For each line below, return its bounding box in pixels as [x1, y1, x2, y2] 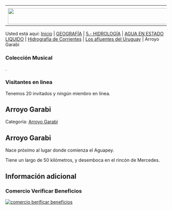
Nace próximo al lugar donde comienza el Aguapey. [5, 147, 114, 153]
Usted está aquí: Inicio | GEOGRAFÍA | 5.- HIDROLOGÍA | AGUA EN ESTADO [5, 31, 164, 36]
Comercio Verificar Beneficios [5, 187, 82, 194]
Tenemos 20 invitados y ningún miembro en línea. [5, 90, 111, 96]
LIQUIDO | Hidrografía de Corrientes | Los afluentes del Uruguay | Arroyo [5, 36, 160, 42]
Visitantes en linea [5, 79, 53, 86]
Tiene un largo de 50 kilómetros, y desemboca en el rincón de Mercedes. [5, 157, 160, 163]
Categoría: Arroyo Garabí [5, 119, 58, 125]
